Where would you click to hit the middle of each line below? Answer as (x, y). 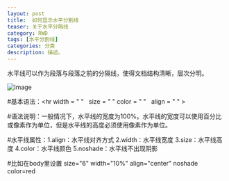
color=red (22, 171)
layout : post (26, 14)
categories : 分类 (31, 46)
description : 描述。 (35, 53)
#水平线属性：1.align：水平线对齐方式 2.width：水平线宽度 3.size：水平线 (112, 139)
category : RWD (28, 33)
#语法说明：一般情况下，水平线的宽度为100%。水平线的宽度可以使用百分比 (114, 116)
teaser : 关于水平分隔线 (38, 26)
